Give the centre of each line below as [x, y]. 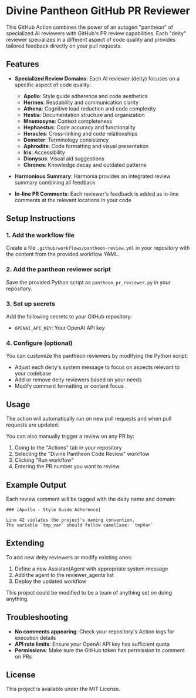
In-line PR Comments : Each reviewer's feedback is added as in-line [97, 194]
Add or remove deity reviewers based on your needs [78, 380]
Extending [25, 543]
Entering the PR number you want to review [67, 467]
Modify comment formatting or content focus [69, 386]
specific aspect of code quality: [53, 85]
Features [23, 64]
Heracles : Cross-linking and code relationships [80, 133]
